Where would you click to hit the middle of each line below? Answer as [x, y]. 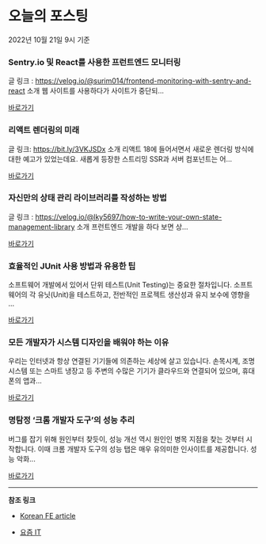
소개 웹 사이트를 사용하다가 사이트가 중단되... [95, 91]
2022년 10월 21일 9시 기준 [49, 40]
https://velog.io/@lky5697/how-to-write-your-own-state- [129, 217]
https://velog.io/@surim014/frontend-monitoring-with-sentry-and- [143, 81]
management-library [42, 226]
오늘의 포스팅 [48, 16]
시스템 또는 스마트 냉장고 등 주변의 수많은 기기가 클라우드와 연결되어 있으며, [124, 371]
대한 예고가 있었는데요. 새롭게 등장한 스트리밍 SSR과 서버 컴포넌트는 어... [120, 158]
